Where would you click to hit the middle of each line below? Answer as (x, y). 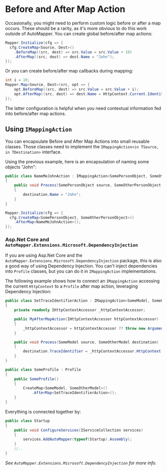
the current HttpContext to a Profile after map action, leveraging (72, 286)
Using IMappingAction (39, 129)
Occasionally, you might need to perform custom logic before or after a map (83, 23)
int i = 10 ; (17, 80)
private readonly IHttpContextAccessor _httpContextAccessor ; (80, 310)
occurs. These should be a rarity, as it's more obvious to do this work (76, 28)
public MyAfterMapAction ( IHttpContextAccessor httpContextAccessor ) (86, 319)
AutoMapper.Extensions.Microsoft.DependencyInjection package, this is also (83, 261)
